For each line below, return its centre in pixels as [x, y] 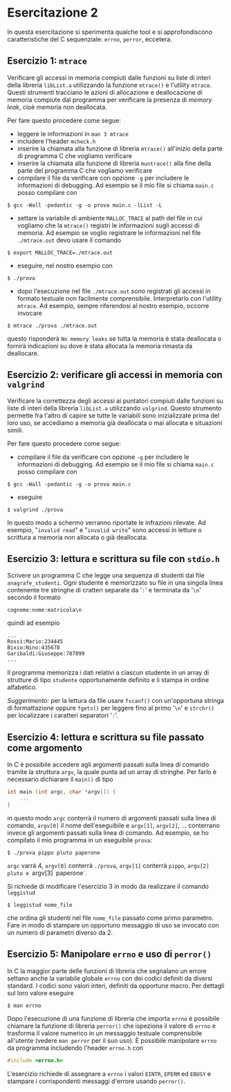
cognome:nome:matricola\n [44, 610]
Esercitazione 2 [53, 13]
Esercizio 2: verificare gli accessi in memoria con [115, 375]
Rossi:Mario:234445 [35, 642]
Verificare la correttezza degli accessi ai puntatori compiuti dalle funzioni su [115, 401]
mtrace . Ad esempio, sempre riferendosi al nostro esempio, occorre [113, 305]
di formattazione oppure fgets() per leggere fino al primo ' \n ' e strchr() [111, 708]
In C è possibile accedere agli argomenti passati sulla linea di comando [108, 764]
